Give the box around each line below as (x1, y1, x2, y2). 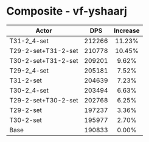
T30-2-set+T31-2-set (9, 56, 78, 65)
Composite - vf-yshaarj (6, 4, 128, 18)
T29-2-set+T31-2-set (9, 46, 78, 55)
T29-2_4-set (9, 66, 49, 74)
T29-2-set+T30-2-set (9, 96, 78, 104)
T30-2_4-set (9, 86, 49, 94)
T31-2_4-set (9, 37, 49, 45)
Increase (114, 26, 140, 35)
